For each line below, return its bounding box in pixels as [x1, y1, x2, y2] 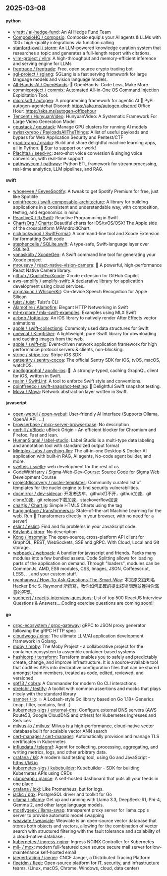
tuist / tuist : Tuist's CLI [12, 299, 59, 305]
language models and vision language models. [12, 76, 108, 82]
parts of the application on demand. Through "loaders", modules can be [12, 561, 160, 566]
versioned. [12, 675, 35, 681]
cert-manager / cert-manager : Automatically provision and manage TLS [12, 734, 160, 740]
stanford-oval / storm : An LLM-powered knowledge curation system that [12, 45, 161, 51]
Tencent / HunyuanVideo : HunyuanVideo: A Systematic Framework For [12, 113, 158, 119]
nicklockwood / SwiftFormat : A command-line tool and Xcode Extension [12, 230, 160, 236]
